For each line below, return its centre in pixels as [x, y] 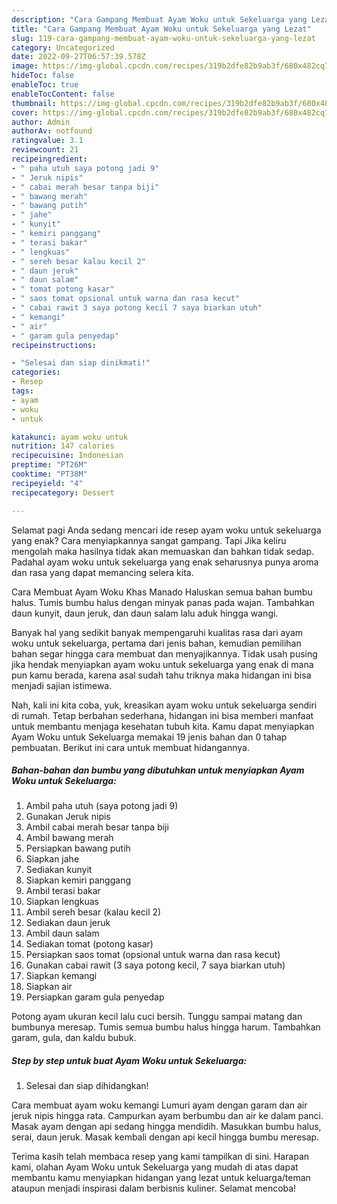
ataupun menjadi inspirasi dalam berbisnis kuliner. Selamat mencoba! [154, 1188]
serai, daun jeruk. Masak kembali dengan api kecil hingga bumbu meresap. [165, 1137]
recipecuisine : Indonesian [67, 456]
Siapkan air [49, 987]
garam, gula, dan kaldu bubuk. [74, 1038]
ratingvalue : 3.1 [47, 141]
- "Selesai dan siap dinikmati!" [81, 363]
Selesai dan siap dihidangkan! [87, 1086]
